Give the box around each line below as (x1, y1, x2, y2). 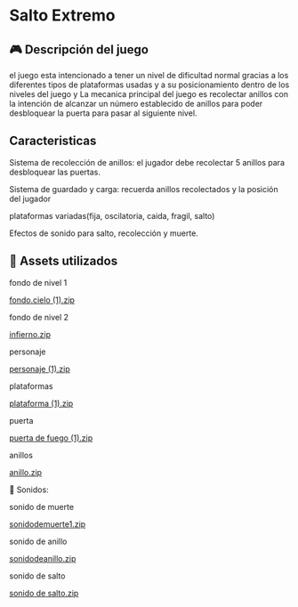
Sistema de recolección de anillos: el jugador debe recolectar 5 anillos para (9, 157, 285, 167)
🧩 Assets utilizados (9, 254, 118, 269)
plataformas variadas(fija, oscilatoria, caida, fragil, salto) (9, 210, 215, 221)
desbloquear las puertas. (9, 166, 101, 177)
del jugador (9, 193, 52, 204)
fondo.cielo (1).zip (9, 295, 76, 305)
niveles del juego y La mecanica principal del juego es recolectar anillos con (9, 89, 289, 99)
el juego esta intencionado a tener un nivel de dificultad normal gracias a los (9, 70, 289, 80)
